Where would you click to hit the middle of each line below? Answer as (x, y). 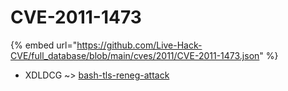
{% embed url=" (44, 45)
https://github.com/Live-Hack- (139, 45)
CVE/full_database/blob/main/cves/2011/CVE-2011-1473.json (135, 55)
